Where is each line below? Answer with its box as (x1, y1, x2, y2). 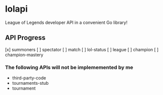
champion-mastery (5, 52, 43, 57)
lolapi (5, 3, 28, 15)
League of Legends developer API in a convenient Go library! (5, 19, 128, 25)
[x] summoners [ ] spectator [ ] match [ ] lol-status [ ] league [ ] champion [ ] (5, 46, 159, 52)
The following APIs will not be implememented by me (5, 64, 133, 71)
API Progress (5, 34, 46, 42)
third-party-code (12, 75, 46, 81)
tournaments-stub (12, 80, 49, 86)
